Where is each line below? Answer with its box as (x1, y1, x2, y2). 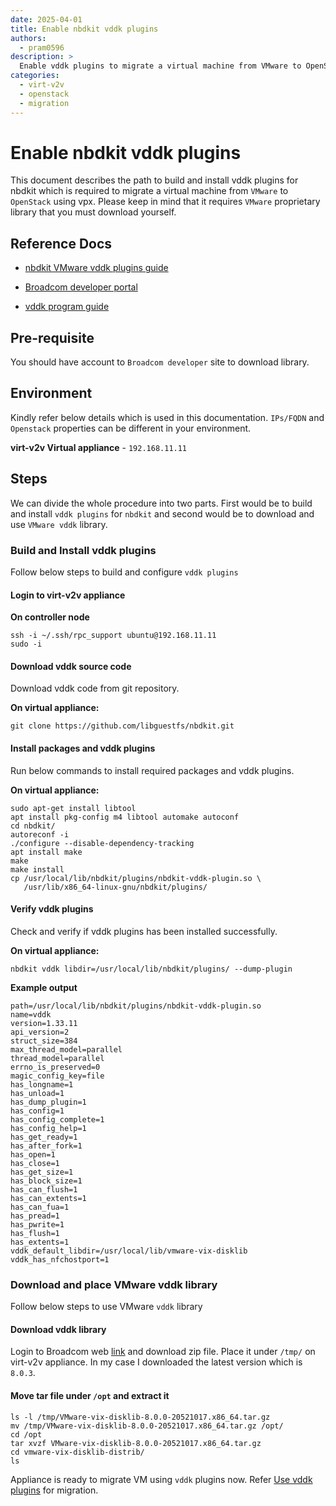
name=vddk (10, 1009, 52, 1020)
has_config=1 (10, 1106, 65, 1116)
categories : (10, 71, 60, 81)
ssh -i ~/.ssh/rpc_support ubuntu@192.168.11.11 (10, 631, 217, 641)
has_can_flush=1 (10, 1184, 78, 1195)
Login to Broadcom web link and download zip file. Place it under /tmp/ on (10, 1346, 316, 1358)
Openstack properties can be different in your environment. (10, 422, 252, 434)
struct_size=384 (10, 1036, 78, 1046)
